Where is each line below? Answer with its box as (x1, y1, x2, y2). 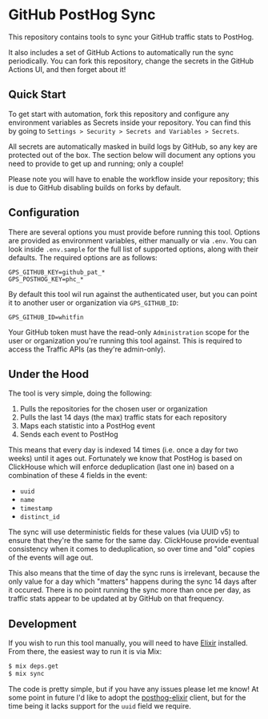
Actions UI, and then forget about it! (8, 64, 126, 74)
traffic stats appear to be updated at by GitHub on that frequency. (8, 594, 225, 604)
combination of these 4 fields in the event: (8, 471, 148, 480)
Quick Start (8, 88, 66, 102)
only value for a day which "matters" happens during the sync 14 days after (8, 576, 258, 586)
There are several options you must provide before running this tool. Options (8, 227, 261, 237)
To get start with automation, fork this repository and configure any (8, 109, 230, 118)
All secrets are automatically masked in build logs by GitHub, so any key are (8, 142, 258, 151)
